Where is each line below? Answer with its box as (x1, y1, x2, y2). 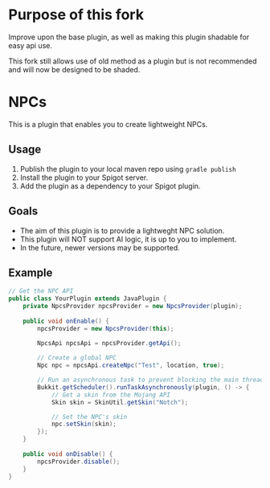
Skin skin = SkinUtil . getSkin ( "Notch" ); (51, 398, 189, 406)
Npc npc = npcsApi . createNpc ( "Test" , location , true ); (37, 361, 225, 370)
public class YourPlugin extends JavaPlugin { (8, 295, 167, 303)
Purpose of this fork (8, 6, 145, 24)
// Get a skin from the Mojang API (51, 391, 171, 399)
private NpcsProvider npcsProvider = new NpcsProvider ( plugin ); (22, 303, 243, 311)
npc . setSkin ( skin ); (51, 420, 117, 429)
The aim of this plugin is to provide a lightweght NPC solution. (19, 226, 225, 235)
